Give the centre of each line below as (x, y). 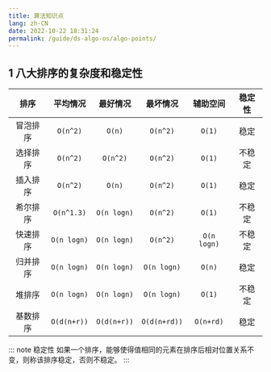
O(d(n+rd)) (162, 322)
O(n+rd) (209, 322)
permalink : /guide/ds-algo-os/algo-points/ (83, 38)
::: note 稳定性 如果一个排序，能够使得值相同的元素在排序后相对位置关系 (128, 350)
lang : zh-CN (28, 23)
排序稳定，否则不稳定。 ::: (87, 360)
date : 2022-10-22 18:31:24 (54, 31)
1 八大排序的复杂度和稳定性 (76, 73)
